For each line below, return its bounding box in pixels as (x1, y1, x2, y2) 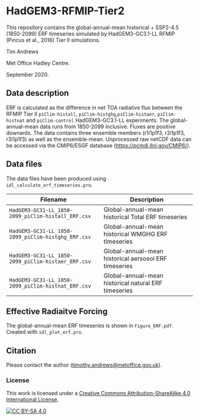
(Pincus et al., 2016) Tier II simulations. (6, 36, 101, 43)
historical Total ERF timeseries (103, 213, 188, 221)
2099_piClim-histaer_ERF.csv (9, 258, 91, 265)
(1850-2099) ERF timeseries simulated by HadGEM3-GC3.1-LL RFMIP (6, 30, 175, 37)
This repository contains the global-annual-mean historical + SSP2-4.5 (6, 24, 179, 31)
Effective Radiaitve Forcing (6, 306, 108, 316)
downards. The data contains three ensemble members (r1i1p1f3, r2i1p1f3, (6, 129, 185, 136)
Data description (6, 88, 69, 99)
